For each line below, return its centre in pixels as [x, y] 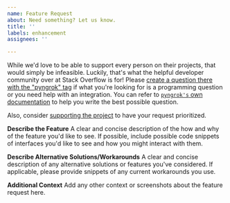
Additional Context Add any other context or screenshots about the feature [115, 185]
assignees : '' [28, 39]
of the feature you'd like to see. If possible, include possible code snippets [113, 136]
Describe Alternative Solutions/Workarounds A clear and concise [103, 157]
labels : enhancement [37, 33]
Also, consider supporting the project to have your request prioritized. [107, 116]
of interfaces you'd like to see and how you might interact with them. [105, 143]
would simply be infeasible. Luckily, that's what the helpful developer [106, 73]
